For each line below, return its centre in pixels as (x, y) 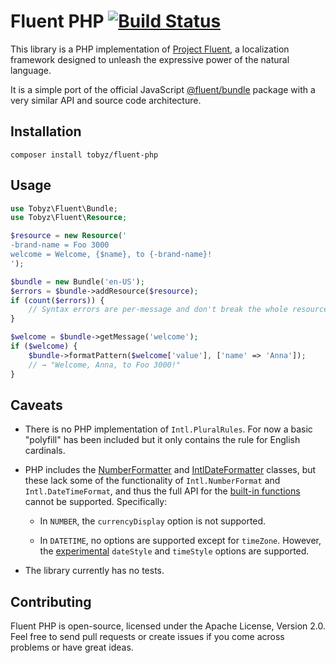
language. (31, 70)
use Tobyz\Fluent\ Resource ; (69, 218)
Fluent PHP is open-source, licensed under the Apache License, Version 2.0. (168, 626)
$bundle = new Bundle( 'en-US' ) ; (77, 281)
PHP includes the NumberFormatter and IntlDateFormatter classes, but (170, 470)
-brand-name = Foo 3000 (60, 245)
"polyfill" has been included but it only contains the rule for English (162, 440)
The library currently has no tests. (94, 571)
